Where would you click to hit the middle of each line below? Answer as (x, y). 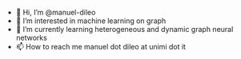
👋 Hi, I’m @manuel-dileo (56, 12)
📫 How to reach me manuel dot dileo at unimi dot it (101, 47)
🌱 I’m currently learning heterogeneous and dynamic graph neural (125, 29)
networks (32, 37)
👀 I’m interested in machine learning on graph (91, 21)
